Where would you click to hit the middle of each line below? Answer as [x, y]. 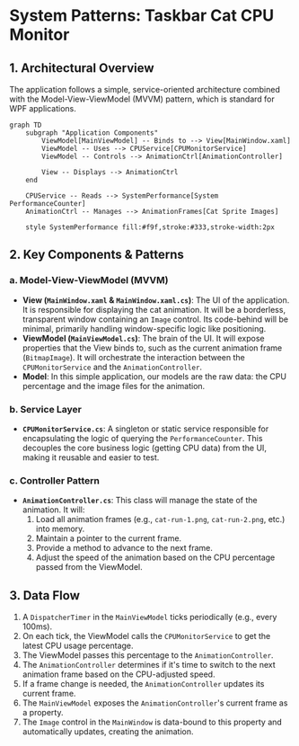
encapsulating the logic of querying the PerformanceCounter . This [142, 438]
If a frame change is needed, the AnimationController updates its [143, 684]
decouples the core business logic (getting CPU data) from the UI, [145, 448]
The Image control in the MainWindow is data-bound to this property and [152, 722]
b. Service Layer [46, 409]
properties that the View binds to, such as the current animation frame [152, 348]
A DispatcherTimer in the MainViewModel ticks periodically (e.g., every [149, 617]
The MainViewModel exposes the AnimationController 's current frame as [155, 703]
